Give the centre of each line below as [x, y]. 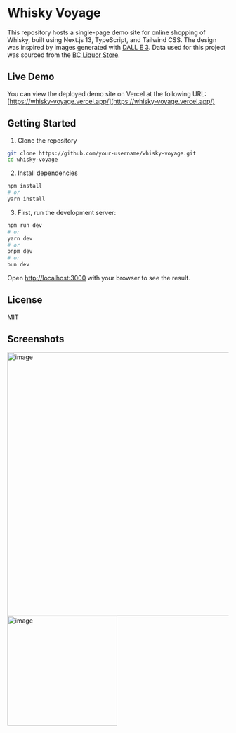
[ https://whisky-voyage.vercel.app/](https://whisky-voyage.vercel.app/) [111, 101]
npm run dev [25, 225]
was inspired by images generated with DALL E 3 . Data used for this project [117, 47]
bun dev [19, 265]
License [25, 300]
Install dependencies [48, 173]
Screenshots [36, 339]
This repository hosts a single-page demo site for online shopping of [106, 32]
